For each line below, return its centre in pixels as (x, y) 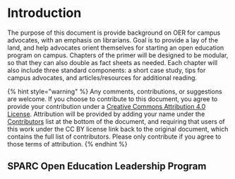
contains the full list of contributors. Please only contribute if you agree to (114, 137)
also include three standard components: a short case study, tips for (107, 70)
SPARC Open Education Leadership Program (107, 167)
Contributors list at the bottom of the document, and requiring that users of (116, 121)
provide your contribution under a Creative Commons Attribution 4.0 (107, 106)
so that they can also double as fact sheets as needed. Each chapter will (112, 62)
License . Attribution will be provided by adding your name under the (106, 114)
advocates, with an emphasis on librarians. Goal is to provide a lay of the (113, 40)
